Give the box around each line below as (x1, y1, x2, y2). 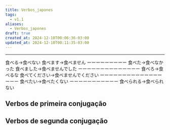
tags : (5, 12, 17, 17)
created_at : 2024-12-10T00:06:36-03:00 (5, 36, 90, 41)
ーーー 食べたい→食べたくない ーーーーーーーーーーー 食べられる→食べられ (5, 78, 164, 84)
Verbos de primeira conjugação (5, 99, 107, 108)
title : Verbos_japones (5, 7, 53, 13)
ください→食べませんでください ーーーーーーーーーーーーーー (32, 72, 162, 78)
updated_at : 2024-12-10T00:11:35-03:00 (5, 40, 90, 45)
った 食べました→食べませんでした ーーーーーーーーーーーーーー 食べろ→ (5, 66, 159, 72)
